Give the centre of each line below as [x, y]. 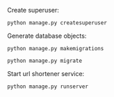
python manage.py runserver [48, 87]
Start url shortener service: [46, 74]
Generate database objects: [47, 36]
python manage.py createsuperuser [57, 23]
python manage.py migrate [44, 61]
